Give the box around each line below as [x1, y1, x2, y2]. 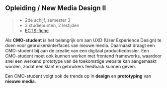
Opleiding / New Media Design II [5, 4, 106, 12]
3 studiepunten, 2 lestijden [24, 22, 80, 28]
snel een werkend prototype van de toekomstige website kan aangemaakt [5, 58, 157, 64]
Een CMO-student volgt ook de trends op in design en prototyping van [5, 73, 152, 79]
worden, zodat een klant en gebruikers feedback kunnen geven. [5, 63, 136, 69]
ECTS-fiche [24, 27, 49, 34]
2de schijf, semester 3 [24, 17, 71, 23]
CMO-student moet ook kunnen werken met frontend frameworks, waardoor [5, 53, 162, 59]
